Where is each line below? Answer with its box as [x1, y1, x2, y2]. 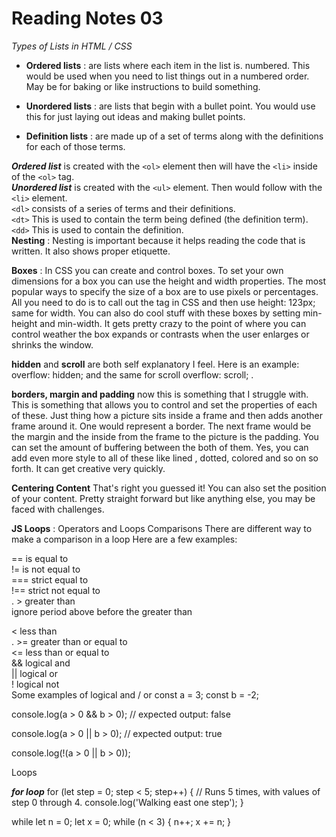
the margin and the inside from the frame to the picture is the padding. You [11, 430, 319, 442]
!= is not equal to [11, 563, 81, 575]
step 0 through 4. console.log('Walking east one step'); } [11, 796, 244, 808]
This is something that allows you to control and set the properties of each [11, 398, 318, 411]
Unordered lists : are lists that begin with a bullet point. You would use [25, 100, 316, 112]
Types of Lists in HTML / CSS [11, 40, 133, 52]
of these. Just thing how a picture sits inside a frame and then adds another [11, 409, 324, 421]
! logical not [11, 678, 60, 690]
